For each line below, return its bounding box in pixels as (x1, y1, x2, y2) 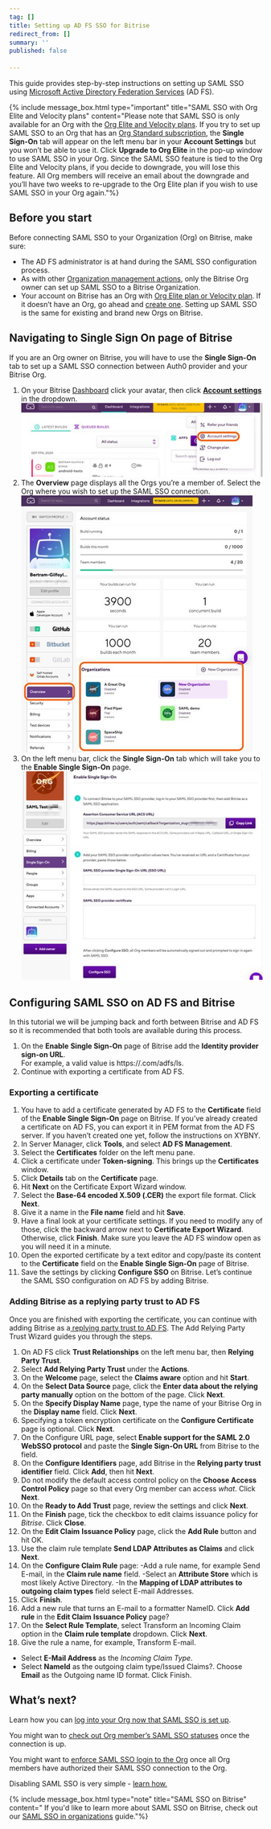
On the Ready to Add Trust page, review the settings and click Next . (20, 1500, 248, 1511)
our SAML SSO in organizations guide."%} (9, 1811, 149, 1821)
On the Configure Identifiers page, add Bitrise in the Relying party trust (20, 1458, 261, 1467)
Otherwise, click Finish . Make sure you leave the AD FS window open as (20, 1233, 261, 1243)
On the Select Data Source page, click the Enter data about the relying (20, 1381, 258, 1391)
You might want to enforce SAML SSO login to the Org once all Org (9, 1754, 231, 1764)
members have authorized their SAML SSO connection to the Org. (9, 1763, 228, 1773)
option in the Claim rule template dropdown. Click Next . (20, 1629, 207, 1638)
